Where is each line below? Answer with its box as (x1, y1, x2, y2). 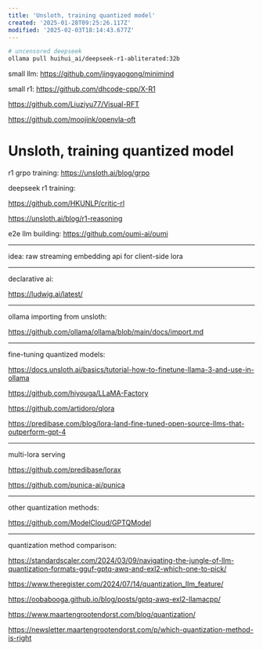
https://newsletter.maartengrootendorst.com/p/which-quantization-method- (8, 625, 254, 634)
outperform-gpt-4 (8, 427, 67, 436)
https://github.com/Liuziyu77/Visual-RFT (8, 100, 139, 109)
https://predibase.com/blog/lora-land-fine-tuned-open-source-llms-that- (8, 419, 245, 429)
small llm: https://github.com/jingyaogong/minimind (8, 69, 175, 79)
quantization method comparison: (8, 541, 117, 550)
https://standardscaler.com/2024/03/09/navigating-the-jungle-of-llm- (8, 556, 235, 565)
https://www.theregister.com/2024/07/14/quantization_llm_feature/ (8, 579, 224, 589)
